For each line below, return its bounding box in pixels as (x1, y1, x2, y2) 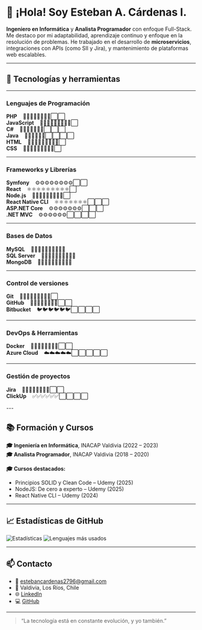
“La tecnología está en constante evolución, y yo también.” (20, 617, 167, 624)
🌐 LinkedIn (14, 590, 42, 597)
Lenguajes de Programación (6, 99, 90, 107)
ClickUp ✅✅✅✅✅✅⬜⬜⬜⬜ (6, 392, 88, 399)
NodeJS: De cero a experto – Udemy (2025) (14, 485, 124, 493)
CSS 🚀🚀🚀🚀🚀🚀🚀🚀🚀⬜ (6, 145, 62, 152)
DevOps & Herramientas (6, 328, 78, 337)
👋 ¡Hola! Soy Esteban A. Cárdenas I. (6, 5, 187, 19)
